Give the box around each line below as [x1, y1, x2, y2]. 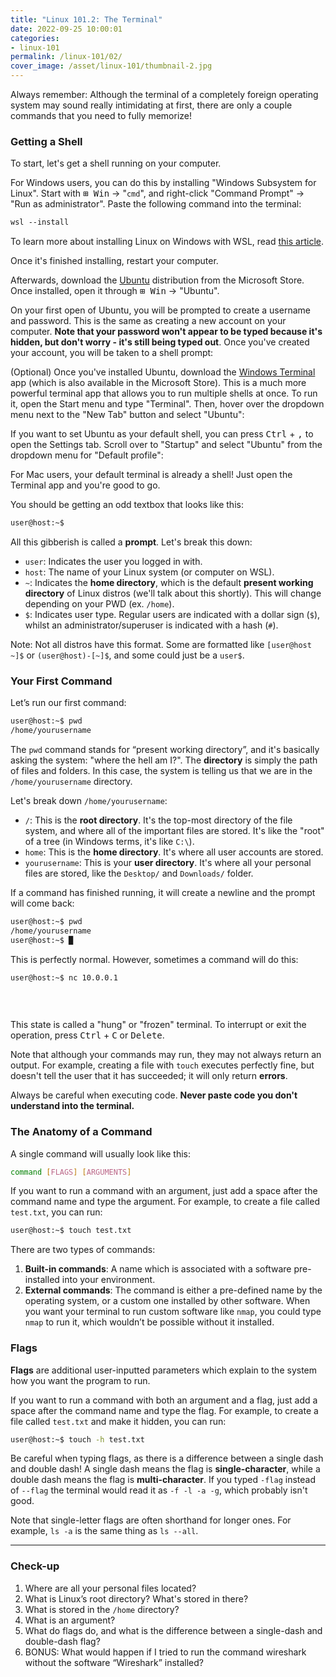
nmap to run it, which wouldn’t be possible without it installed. [24, 1316, 275, 1328]
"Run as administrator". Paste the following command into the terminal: [10, 198, 302, 210]
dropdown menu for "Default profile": [10, 449, 164, 461]
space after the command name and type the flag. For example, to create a [10, 1404, 319, 1416]
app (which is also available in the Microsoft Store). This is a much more [10, 377, 307, 389]
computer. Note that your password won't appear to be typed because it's [10, 326, 323, 338]
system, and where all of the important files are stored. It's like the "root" [24, 825, 325, 837]
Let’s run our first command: [10, 697, 127, 709]
